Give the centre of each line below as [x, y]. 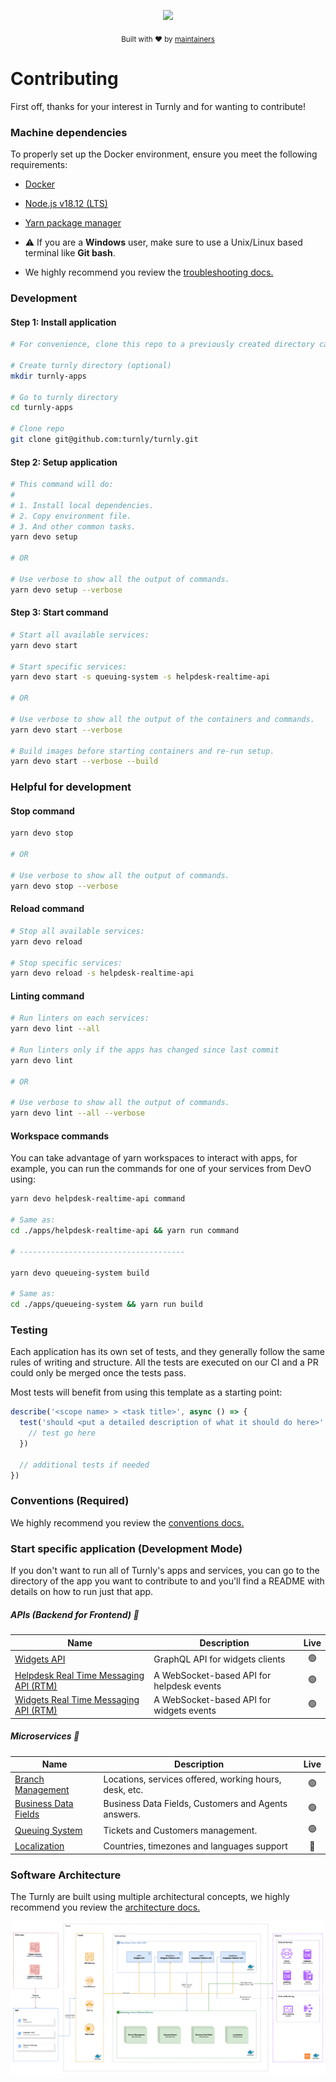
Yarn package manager [73, 223]
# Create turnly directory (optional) [91, 365]
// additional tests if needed [84, 1465]
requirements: [39, 165]
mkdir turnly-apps [48, 376]
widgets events [185, 1711]
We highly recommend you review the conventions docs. [127, 1522]
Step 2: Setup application [64, 462]
